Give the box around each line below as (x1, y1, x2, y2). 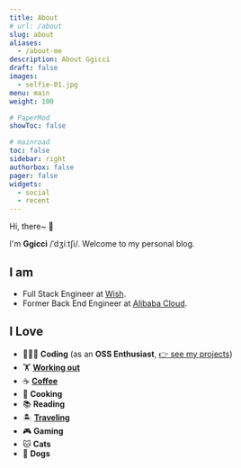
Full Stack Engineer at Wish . (22, 288, 127, 299)
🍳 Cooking (22, 388, 63, 399)
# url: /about (9, 22, 63, 31)
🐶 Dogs (22, 447, 51, 459)
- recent (17, 196, 50, 205)
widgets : (9, 179, 42, 189)
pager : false (9, 171, 58, 180)
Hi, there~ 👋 (9, 221, 54, 232)
